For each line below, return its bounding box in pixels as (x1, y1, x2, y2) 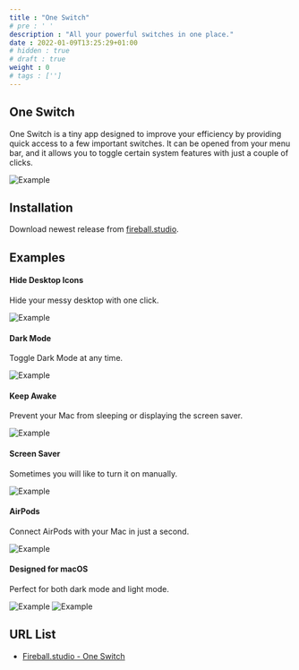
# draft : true (9, 55, 66, 64)
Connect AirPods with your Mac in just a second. (9, 526, 190, 537)
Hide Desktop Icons (9, 275, 84, 286)
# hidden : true (9, 47, 70, 56)
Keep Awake (9, 391, 56, 401)
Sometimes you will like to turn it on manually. (9, 468, 178, 479)
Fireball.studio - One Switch (21, 650, 125, 661)
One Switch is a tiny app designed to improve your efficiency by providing (9, 128, 282, 139)
